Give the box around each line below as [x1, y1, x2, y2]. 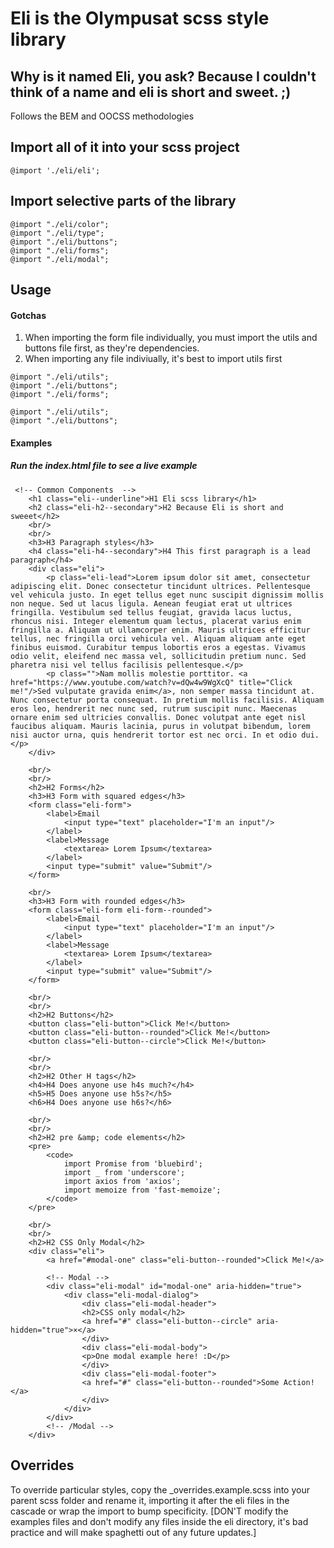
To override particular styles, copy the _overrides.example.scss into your [10, 1483, 310, 1496]
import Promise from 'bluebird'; [63, 1158, 203, 1169]
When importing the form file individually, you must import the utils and [24, 332, 318, 344]
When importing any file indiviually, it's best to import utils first [24, 353, 283, 365]
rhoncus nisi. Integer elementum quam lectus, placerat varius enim [10, 616, 302, 626]
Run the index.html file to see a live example [10, 460, 198, 472]
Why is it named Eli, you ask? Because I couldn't [10, 68, 317, 85]
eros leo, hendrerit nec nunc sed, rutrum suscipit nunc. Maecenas [10, 703, 298, 714]
